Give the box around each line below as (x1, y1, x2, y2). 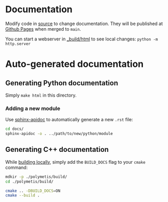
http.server (5, 41, 31, 47)
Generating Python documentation (5, 78, 118, 87)
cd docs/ (5, 126, 24, 131)
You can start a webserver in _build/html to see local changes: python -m (5, 36, 158, 42)
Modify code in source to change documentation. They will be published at (5, 20, 163, 27)
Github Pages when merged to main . (5, 26, 81, 32)
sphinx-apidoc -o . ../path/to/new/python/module (5, 131, 113, 137)
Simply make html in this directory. (5, 92, 77, 98)
